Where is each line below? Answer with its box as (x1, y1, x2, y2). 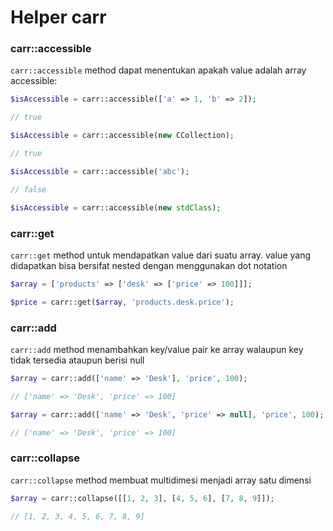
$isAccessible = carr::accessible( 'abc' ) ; (10, 166, 190, 176)
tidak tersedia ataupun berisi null (10, 354, 145, 366)
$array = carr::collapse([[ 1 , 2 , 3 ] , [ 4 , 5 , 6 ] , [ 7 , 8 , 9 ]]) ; (10, 493, 275, 503)
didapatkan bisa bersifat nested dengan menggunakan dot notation (10, 259, 288, 271)
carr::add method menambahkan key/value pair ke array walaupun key (10, 343, 304, 355)
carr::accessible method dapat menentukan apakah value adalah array (10, 64, 307, 76)
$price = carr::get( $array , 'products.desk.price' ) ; (10, 297, 235, 307)
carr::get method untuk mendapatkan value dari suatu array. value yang (10, 249, 312, 261)
